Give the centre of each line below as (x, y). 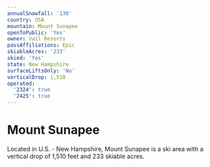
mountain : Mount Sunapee (43, 26)
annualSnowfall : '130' (39, 13)
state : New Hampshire (38, 64)
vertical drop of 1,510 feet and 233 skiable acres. (76, 156)
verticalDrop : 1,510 (37, 77)
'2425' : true (32, 97)
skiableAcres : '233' (37, 52)
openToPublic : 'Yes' (37, 33)
